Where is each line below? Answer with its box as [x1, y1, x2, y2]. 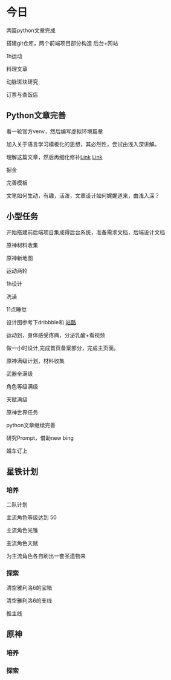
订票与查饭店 [6, 91, 38, 98]
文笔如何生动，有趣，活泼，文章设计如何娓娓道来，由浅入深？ [6, 192, 160, 199]
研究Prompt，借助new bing [6, 434, 74, 442]
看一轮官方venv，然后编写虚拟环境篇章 [6, 128, 103, 135]
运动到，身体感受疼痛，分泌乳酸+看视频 [6, 331, 106, 339]
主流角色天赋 [6, 540, 38, 547]
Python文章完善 [6, 110, 66, 121]
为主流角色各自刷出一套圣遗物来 [6, 552, 86, 560]
